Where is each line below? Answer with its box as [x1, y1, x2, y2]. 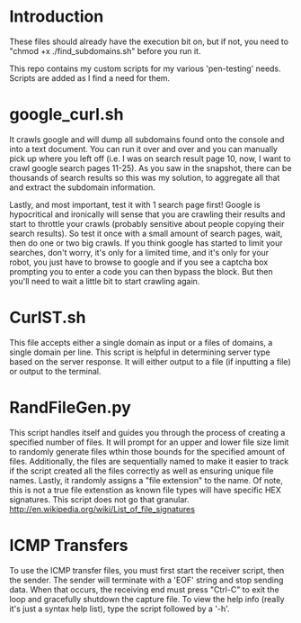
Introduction [9, 6, 104, 27]
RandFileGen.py [9, 398, 132, 418]
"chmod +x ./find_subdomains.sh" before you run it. [9, 45, 201, 56]
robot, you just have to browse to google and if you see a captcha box [9, 257, 269, 267]
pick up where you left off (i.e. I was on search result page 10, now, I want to [9, 153, 291, 164]
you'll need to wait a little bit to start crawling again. [9, 275, 200, 286]
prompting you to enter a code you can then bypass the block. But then [9, 266, 274, 276]
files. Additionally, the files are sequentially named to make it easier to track [9, 456, 289, 466]
